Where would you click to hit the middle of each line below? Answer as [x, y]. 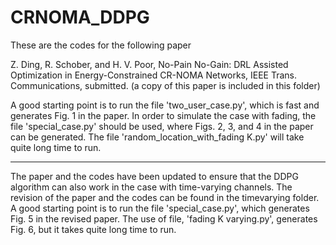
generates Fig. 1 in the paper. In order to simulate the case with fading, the [163, 115]
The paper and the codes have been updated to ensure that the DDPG [154, 176]
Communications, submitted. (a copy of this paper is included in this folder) [165, 85]
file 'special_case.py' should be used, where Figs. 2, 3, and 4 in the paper [162, 126]
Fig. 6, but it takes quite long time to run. [93, 229]
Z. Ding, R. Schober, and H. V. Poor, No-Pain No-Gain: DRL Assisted [149, 64]
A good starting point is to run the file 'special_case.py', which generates [160, 208]
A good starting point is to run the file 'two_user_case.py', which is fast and [165, 105]
